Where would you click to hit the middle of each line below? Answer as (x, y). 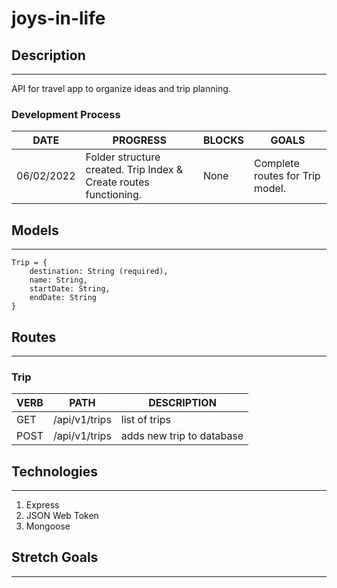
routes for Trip (287, 176)
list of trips (145, 420)
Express (42, 505)
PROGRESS (139, 140)
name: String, (58, 280)
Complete (277, 164)
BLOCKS (223, 140)
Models (35, 230)
